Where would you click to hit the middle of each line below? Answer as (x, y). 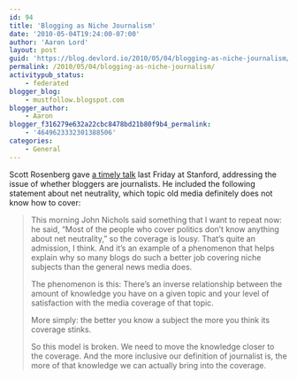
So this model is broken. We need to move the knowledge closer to (152, 346)
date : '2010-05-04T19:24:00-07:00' (75, 34)
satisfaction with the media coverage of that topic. (122, 303)
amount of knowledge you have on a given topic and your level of (150, 293)
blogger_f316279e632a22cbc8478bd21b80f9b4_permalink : (110, 125)
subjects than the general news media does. (111, 267)
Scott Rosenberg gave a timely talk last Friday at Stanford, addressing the (143, 174)
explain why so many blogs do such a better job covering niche (146, 257)
